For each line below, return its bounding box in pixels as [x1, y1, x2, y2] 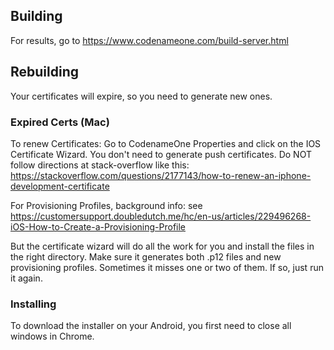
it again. [10, 272, 43, 284]
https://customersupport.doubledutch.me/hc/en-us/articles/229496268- [10, 210, 312, 222]
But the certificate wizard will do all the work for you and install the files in [10, 240, 315, 252]
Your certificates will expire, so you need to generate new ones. [10, 90, 273, 102]
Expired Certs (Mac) [10, 115, 110, 129]
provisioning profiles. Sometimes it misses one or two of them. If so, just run [10, 261, 324, 273]
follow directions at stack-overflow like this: [10, 159, 190, 171]
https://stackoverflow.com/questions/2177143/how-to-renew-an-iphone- [10, 169, 312, 181]
